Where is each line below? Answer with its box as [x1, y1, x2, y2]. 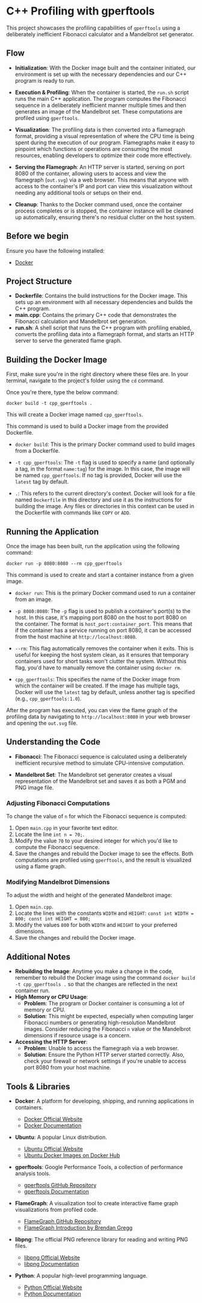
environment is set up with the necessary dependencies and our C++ [14, 71, 187, 78]
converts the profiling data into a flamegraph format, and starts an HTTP [14, 331, 194, 338]
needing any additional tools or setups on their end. [14, 189, 143, 196]
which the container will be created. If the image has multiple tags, [14, 682, 180, 689]
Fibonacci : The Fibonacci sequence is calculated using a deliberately [14, 753, 188, 760]
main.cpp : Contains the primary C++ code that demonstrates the [14, 311, 177, 319]
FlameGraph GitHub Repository [23, 1218, 102, 1225]
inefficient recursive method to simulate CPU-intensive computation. [14, 759, 185, 766]
